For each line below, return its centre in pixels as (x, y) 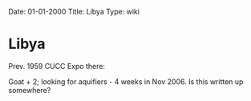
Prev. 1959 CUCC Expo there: (57, 66)
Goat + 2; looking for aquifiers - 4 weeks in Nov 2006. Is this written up (126, 81)
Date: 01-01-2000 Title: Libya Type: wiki (74, 12)
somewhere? (30, 90)
